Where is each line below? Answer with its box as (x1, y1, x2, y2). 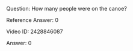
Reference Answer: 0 (6, 17, 59, 23)
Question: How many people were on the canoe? (6, 5, 128, 12)
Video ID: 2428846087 (6, 28, 63, 35)
